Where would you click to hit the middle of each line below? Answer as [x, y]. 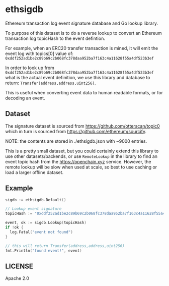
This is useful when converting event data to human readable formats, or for [84, 92]
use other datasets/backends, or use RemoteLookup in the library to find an [81, 156]
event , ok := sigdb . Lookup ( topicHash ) [46, 223]
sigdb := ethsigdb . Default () [36, 200]
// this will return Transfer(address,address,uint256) [65, 246]
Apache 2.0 [17, 278]
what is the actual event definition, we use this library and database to [78, 77]
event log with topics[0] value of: [39, 53]
